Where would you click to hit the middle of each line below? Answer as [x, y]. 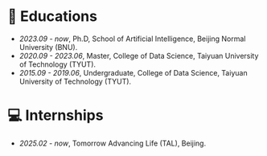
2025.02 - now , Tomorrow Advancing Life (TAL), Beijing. [113, 143]
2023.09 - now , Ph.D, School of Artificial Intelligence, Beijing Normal [132, 39]
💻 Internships [55, 115]
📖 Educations [53, 16]
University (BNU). [48, 47]
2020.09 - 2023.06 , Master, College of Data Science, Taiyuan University [139, 55]
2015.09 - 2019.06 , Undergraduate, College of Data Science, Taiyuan [133, 72]
